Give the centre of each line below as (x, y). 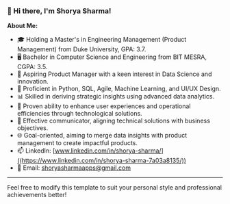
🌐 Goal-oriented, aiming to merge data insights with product (102, 136)
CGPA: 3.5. (32, 67)
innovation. (33, 81)
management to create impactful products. (77, 143)
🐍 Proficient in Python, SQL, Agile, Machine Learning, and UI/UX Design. (119, 89)
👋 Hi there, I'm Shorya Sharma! (59, 11)
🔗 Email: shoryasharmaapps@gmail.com (74, 168)
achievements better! (37, 195)
